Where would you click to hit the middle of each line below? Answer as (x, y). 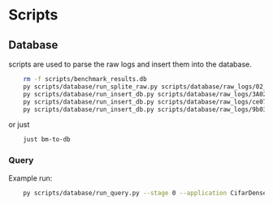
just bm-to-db (47, 139)
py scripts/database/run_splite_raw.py (91, 87)
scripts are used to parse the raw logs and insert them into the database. (130, 64)
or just (19, 125)
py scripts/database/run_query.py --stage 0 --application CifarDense (145, 193)
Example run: (30, 178)
